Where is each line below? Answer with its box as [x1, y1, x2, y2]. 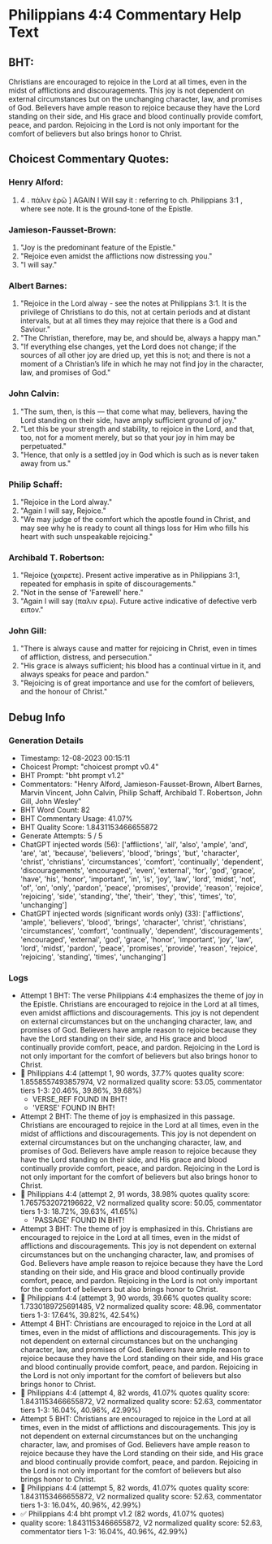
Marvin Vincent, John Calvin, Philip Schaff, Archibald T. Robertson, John [19, 788, 262, 798]
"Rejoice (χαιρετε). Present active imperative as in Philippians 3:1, [19, 571, 240, 581]
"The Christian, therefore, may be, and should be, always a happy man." [19, 333, 261, 343]
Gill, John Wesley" [19, 797, 82, 807]
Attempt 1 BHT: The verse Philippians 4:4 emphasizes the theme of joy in [19, 990, 264, 1001]
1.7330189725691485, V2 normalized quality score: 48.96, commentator [19, 1302, 261, 1311]
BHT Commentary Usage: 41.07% [19, 814, 133, 824]
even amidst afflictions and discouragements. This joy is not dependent [19, 1008, 260, 1018]
